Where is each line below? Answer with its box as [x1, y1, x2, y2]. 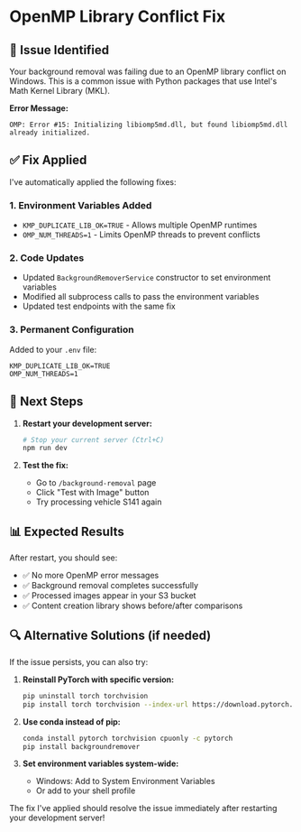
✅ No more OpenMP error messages [22, 570, 160, 581]
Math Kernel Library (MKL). [9, 86, 111, 96]
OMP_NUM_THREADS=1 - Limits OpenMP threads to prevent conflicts [22, 229, 261, 240]
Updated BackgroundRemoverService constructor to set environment [22, 273, 271, 283]
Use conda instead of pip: [22, 716, 122, 727]
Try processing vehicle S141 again [35, 496, 162, 507]
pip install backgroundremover [22, 742, 141, 751]
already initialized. [9, 128, 91, 137]
